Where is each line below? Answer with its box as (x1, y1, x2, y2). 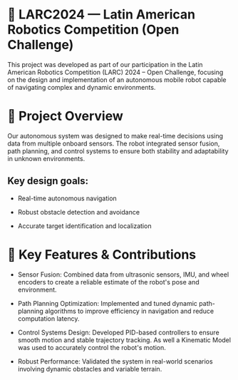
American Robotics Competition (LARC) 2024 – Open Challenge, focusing (7, 68, 224, 76)
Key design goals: (7, 175, 89, 188)
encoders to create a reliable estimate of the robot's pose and (17, 277, 200, 286)
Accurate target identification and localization (17, 221, 152, 230)
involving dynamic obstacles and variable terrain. (17, 364, 162, 373)
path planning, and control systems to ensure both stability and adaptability (7, 146, 229, 155)
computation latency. (17, 314, 80, 323)
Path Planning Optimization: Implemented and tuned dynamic (17, 299, 198, 307)
